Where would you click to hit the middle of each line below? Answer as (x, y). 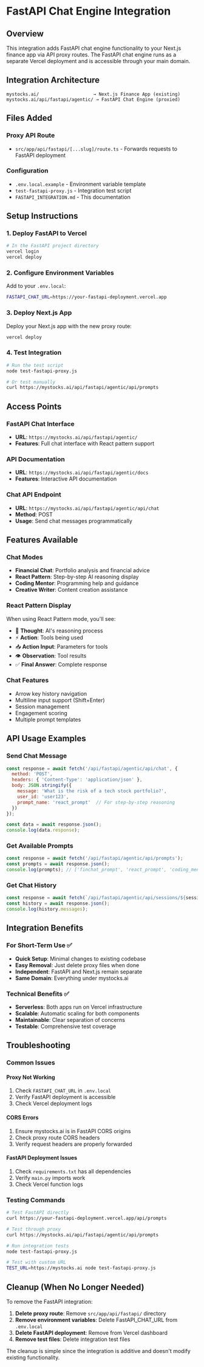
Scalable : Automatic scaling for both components (77, 1013)
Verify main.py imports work (50, 1177)
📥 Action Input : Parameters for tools (61, 646)
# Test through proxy (34, 1229)
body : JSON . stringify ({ (42, 786)
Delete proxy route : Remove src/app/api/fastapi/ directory (90, 1313)
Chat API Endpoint (34, 495)
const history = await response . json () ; (58, 903)
